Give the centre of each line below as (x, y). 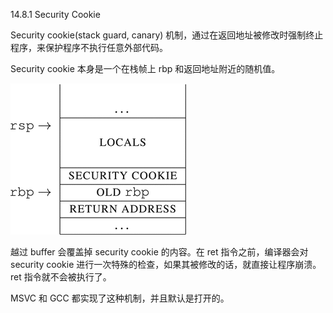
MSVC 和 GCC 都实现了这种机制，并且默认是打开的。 (120, 298)
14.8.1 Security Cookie (55, 14)
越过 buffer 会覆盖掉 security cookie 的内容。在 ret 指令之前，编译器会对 (159, 252)
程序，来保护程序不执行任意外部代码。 (89, 47)
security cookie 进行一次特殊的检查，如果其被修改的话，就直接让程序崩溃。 (166, 264)
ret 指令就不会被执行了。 (61, 277)
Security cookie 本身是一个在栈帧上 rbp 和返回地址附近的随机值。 (145, 68)
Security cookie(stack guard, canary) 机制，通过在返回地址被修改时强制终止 (167, 35)
